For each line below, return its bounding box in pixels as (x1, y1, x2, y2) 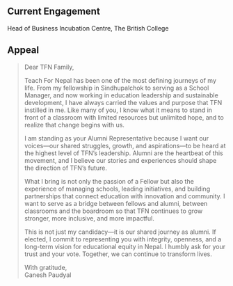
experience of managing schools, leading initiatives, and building (24, 184, 211, 193)
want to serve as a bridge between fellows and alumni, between (24, 199, 208, 207)
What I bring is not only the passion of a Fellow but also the (24, 177, 195, 185)
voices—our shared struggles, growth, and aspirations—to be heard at (24, 141, 226, 150)
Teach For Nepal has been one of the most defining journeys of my (24, 76, 217, 84)
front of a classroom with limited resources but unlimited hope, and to (24, 113, 224, 121)
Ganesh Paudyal (24, 271, 72, 279)
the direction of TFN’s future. (24, 164, 108, 172)
